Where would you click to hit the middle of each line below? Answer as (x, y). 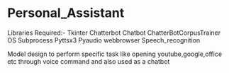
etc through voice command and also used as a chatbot (89, 61)
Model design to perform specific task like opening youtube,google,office (114, 54)
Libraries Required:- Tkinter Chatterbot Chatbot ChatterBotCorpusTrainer (114, 33)
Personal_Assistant (66, 13)
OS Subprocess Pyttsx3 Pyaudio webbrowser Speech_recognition (104, 40)
